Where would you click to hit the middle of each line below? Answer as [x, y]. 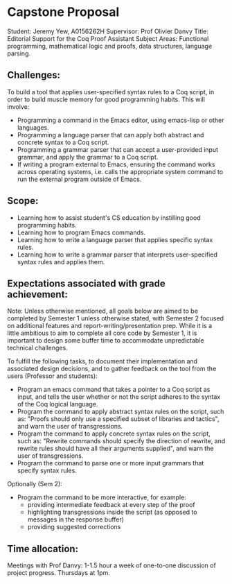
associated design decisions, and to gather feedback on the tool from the [112, 369]
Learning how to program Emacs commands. [81, 232]
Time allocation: [43, 549]
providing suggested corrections [74, 527]
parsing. [19, 53]
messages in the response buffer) [76, 519]
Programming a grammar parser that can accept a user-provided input [117, 149]
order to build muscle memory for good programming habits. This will [106, 99]
